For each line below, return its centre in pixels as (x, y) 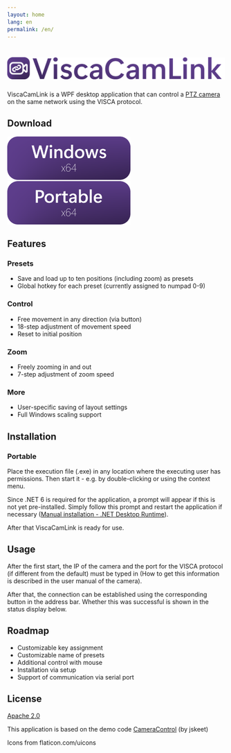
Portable (22, 456)
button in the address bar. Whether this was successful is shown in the (108, 601)
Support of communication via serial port (76, 677)
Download (29, 124)
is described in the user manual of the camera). (75, 581)
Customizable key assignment (60, 648)
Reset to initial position (49, 334)
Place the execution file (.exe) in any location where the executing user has (114, 471)
